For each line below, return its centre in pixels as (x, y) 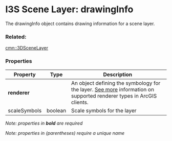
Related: (16, 37)
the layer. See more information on (113, 89)
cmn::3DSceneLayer (27, 48)
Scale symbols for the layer (104, 110)
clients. (80, 102)
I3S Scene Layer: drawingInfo (69, 9)
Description (118, 74)
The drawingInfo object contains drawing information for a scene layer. (80, 24)
